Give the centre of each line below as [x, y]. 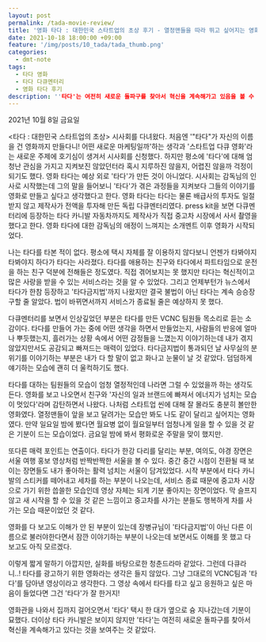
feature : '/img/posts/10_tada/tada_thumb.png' [86, 45]
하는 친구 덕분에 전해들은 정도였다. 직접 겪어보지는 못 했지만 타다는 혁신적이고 [136, 272]
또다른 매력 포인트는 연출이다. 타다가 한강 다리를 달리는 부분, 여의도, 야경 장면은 [131, 451]
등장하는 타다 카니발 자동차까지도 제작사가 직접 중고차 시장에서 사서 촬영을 [143, 216]
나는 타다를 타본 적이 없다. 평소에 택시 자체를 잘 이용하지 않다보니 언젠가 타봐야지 [133, 252]
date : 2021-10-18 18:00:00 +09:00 [65, 38]
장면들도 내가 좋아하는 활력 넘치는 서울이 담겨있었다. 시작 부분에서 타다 [131, 470]
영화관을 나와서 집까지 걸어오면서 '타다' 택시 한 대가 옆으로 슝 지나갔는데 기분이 [129, 610]
